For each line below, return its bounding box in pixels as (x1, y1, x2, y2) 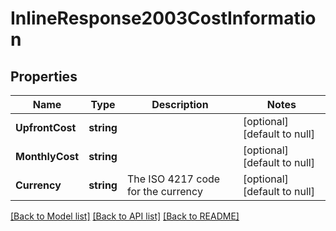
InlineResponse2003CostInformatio (10, 7, 317, 30)
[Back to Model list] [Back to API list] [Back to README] (10, 210, 240, 222)
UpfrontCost (15, 121, 77, 134)
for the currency (126, 185, 203, 198)
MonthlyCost (15, 150, 80, 163)
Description (151, 98, 209, 111)
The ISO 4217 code (126, 172, 221, 186)
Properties (10, 68, 78, 85)
